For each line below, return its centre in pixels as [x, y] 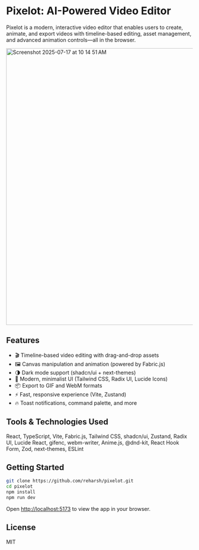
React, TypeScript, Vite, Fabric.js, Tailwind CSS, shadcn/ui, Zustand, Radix [97, 436]
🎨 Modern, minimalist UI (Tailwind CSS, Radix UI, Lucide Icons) [91, 379]
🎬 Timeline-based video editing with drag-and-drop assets [87, 355]
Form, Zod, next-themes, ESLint [45, 449]
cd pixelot [20, 487]
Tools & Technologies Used [57, 422]
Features [23, 340]
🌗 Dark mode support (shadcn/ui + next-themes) [75, 372]
